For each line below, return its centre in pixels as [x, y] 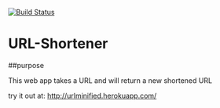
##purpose [26, 65]
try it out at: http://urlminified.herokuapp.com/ [82, 95]
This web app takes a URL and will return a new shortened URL [110, 80]
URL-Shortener [58, 44]
